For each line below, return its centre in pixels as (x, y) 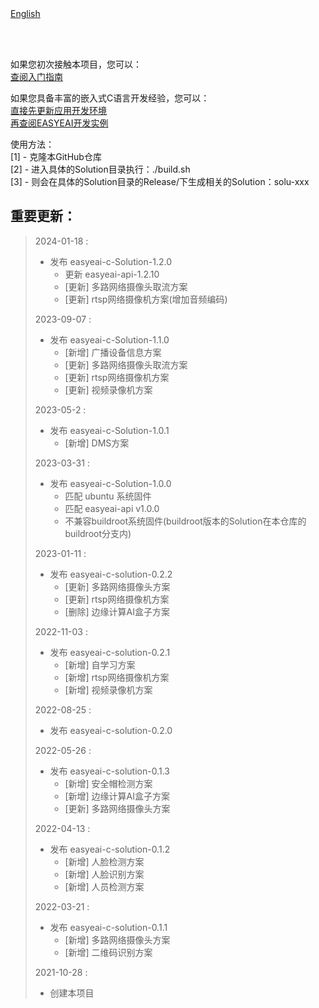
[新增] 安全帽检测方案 (108, 783)
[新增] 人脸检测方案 (104, 861)
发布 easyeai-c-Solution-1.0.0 (110, 483)
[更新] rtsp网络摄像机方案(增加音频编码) (146, 299)
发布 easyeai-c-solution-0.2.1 (110, 652)
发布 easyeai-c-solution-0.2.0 (111, 730)
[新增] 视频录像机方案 (108, 689)
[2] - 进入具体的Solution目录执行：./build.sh (100, 169)
